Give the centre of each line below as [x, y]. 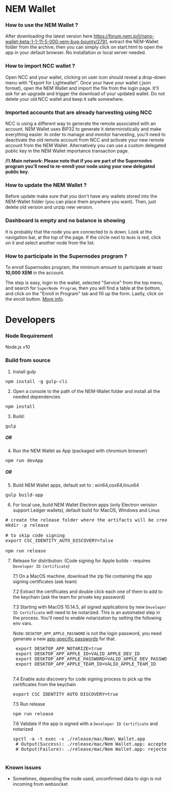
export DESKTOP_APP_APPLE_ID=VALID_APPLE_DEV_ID [78, 653]
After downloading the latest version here [49, 36]
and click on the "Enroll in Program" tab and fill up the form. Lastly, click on [84, 293]
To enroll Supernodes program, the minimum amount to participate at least [84, 267]
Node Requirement [29, 336]
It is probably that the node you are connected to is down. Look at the [79, 231]
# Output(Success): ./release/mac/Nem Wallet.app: [80, 744]
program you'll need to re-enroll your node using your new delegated [80, 166]
